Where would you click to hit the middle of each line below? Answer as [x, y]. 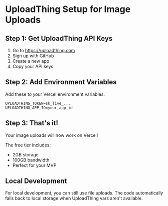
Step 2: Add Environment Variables [61, 82]
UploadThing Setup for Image [68, 9]
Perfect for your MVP [34, 165]
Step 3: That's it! [32, 123]
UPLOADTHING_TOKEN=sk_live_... [38, 103]
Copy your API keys [33, 66]
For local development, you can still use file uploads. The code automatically [84, 193]
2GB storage [25, 154]
